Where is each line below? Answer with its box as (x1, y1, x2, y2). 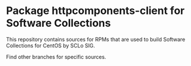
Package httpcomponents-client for (6, 4, 185, 18)
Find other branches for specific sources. (6, 53, 106, 60)
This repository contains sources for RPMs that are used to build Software (6, 36, 186, 43)
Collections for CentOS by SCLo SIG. (6, 42, 95, 49)
